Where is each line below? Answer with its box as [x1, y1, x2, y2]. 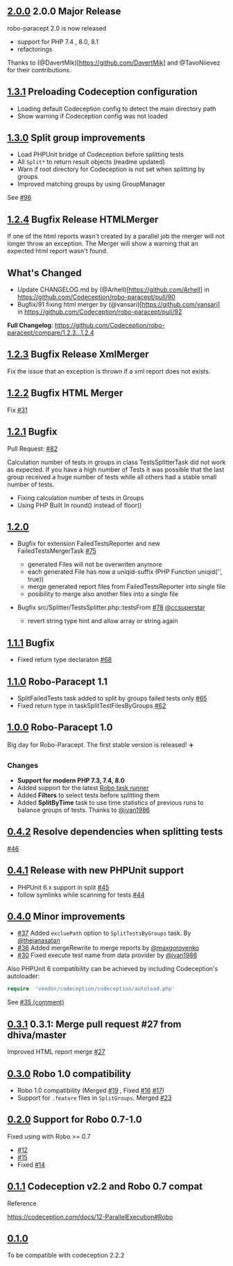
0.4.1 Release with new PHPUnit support [7, 865, 184, 876]
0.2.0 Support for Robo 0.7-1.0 [7, 1114, 142, 1125]
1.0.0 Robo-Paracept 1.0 [7, 721, 113, 733]
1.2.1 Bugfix [7, 426, 58, 438]
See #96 [7, 193, 32, 202]
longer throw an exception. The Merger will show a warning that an [7, 239, 199, 248]
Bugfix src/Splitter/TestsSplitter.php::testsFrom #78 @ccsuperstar [17, 603, 206, 611]
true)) [27, 575, 44, 584]
